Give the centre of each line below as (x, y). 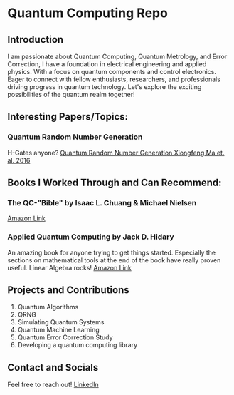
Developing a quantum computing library (78, 345)
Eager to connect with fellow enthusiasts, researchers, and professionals (114, 79)
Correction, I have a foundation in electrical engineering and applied (107, 64)
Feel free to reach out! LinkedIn (53, 385)
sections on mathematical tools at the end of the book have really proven (114, 260)
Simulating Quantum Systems (61, 322)
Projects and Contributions (68, 290)
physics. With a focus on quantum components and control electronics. (112, 72)
